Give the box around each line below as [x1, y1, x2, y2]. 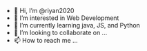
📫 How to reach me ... [13, 37, 78, 44]
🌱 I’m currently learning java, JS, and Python [13, 21, 140, 29]
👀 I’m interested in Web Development [13, 14, 119, 22]
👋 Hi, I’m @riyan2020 [13, 7, 75, 14]
